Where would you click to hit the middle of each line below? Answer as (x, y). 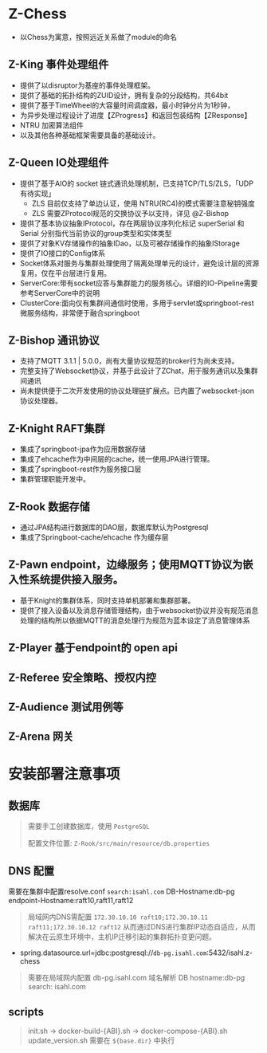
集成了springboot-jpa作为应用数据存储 (82, 449)
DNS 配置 (31, 871)
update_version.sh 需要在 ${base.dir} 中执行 (101, 1040)
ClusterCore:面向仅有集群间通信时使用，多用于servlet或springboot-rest (137, 303)
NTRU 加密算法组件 (51, 125)
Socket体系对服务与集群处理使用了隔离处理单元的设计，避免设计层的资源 (139, 263)
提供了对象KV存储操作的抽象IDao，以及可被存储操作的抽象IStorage (130, 243)
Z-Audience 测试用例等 (66, 707)
